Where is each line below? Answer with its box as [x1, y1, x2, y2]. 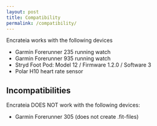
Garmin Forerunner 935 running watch [14, 55, 111, 62]
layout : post [6, 8, 39, 15]
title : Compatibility [6, 15, 61, 21]
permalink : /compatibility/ [6, 20, 77, 26]
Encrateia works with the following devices [6, 37, 113, 44]
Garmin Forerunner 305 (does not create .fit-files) [14, 113, 139, 121]
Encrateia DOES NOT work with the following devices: [6, 101, 140, 109]
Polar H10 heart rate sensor [14, 68, 83, 75]
